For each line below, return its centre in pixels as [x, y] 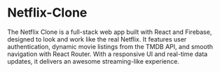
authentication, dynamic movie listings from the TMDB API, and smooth [110, 46]
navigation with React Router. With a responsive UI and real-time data [108, 54]
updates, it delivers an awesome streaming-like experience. [94, 61]
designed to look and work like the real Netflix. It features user [97, 39]
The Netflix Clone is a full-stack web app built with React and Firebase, [110, 32]
